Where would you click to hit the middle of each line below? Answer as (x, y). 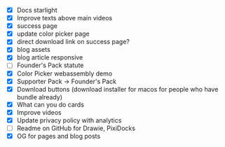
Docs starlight (37, 10)
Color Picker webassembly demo (64, 73)
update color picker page (53, 34)
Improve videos (39, 112)
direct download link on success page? (73, 42)
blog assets (33, 50)
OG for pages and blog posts (59, 136)
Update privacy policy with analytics (69, 120)
